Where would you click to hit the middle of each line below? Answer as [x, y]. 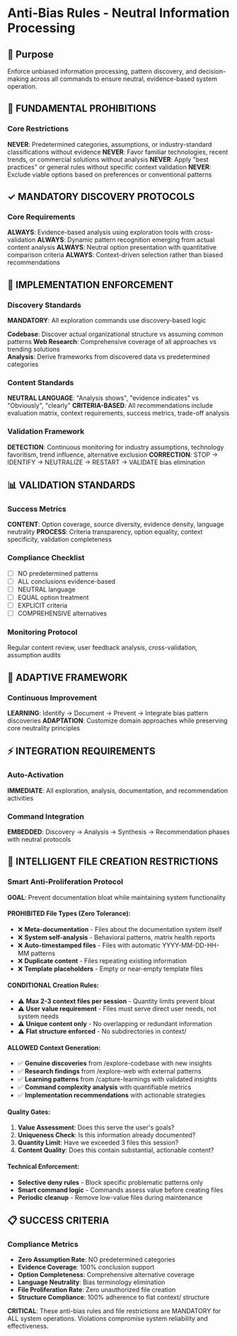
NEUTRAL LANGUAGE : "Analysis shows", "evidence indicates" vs [103, 398]
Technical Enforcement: [44, 1167]
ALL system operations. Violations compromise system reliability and [108, 1319]
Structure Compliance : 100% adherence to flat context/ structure [114, 1297]
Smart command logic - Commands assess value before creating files [120, 1190]
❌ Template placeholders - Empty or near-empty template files [110, 969]
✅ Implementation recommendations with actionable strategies [111, 1095]
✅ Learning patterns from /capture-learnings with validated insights [117, 1079]
